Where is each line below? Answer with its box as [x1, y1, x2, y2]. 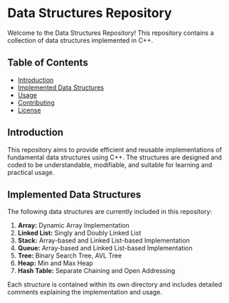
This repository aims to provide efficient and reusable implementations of [7, 145, 223, 154]
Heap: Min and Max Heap [17, 259, 94, 267]
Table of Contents [7, 57, 89, 69]
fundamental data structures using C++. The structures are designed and [7, 153, 223, 161]
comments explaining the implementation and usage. [7, 288, 162, 297]
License [17, 105, 41, 115]
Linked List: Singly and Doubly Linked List [17, 229, 142, 238]
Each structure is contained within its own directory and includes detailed [7, 280, 223, 289]
